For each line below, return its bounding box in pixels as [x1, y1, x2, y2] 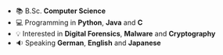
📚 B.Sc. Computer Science [15, 6, 106, 15]
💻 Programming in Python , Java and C [15, 18, 143, 27]
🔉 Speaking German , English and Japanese [15, 38, 162, 47]
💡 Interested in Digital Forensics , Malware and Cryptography [15, 29, 216, 38]
